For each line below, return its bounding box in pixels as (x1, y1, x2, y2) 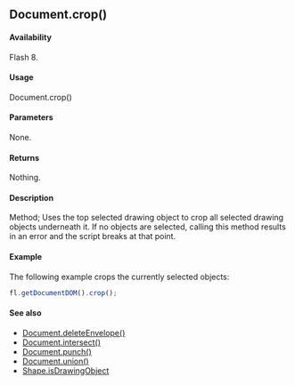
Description (9, 192, 54, 203)
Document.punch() (21, 346, 92, 357)
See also (9, 308, 42, 318)
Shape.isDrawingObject (21, 365, 110, 376)
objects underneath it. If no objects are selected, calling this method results (9, 221, 287, 232)
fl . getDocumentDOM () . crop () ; (9, 288, 118, 297)
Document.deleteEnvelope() (21, 327, 126, 338)
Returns (9, 152, 40, 163)
